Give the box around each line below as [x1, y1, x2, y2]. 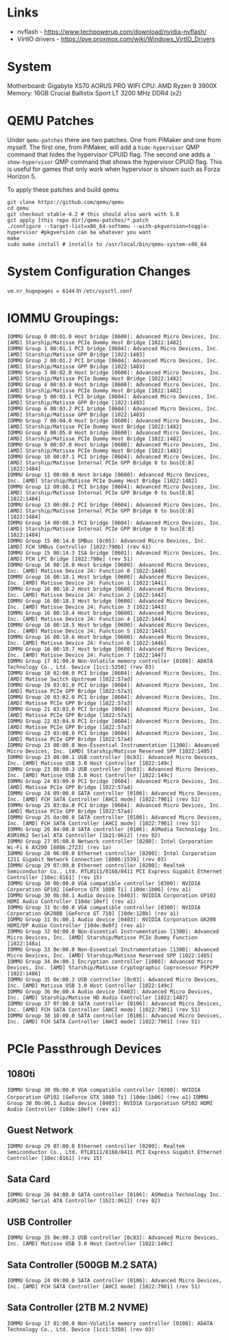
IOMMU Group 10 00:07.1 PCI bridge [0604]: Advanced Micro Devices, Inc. [7, 453, 223, 460]
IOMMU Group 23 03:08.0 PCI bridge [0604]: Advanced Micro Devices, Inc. [7, 729, 223, 736]
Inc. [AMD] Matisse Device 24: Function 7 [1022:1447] [7, 651, 167, 659]
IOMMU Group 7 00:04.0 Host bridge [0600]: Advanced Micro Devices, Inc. [7, 417, 223, 424]
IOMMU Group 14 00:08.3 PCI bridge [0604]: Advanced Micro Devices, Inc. [7, 519, 223, 526]
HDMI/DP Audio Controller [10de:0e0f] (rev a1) [7, 922, 146, 929]
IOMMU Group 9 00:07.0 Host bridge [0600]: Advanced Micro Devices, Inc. [7, 441, 223, 448]
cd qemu [7, 205, 29, 212]
